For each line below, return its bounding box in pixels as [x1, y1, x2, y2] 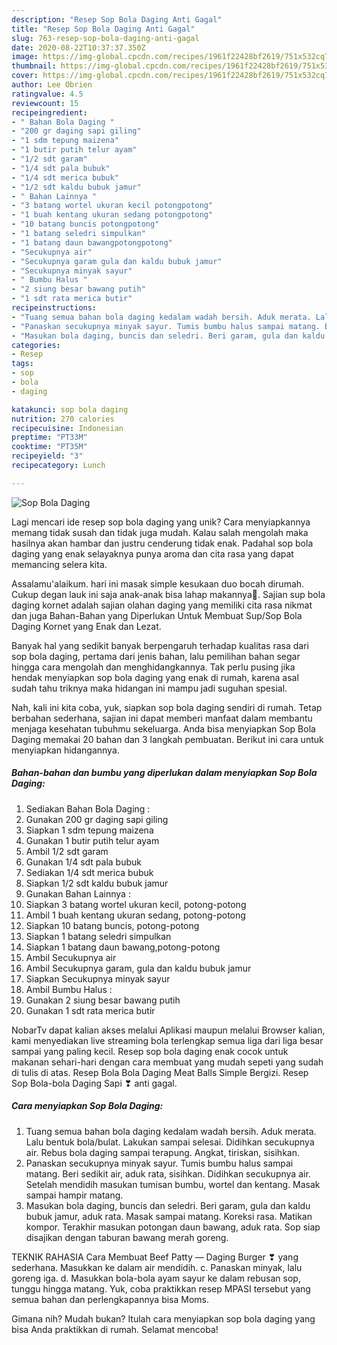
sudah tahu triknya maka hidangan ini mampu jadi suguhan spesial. [11, 682, 288, 694]
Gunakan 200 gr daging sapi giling [25, 813, 169, 825]
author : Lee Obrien [11, 80, 93, 90]
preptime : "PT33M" [11, 432, 88, 443]
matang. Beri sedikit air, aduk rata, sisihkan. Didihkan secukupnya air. [25, 1167, 311, 1180]
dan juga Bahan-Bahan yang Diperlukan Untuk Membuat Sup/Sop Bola [11, 609, 303, 621]
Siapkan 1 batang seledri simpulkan [25, 930, 172, 942]
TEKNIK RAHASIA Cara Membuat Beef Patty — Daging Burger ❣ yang [11, 1251, 299, 1263]
